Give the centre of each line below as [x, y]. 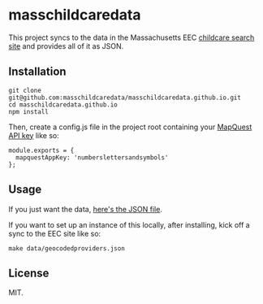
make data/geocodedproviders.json [67, 248]
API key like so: [34, 135]
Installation [37, 72]
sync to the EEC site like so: [55, 233]
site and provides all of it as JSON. [66, 46]
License [29, 273]
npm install [28, 111]
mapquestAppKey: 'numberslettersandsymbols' [92, 157]
